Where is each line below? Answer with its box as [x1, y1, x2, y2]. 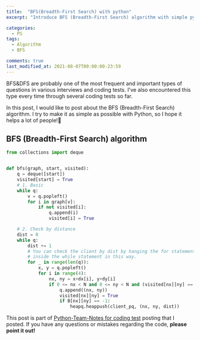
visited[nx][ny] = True [59, 292, 118, 298]
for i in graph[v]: [27, 199, 76, 205]
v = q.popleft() [27, 193, 68, 199]
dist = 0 [17, 232, 39, 238]
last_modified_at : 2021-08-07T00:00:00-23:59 [6, 63, 121, 69]
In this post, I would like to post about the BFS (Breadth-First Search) [6, 104, 175, 111]
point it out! [6, 327, 36, 334]
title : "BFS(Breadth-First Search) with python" [6, 8, 132, 15]
